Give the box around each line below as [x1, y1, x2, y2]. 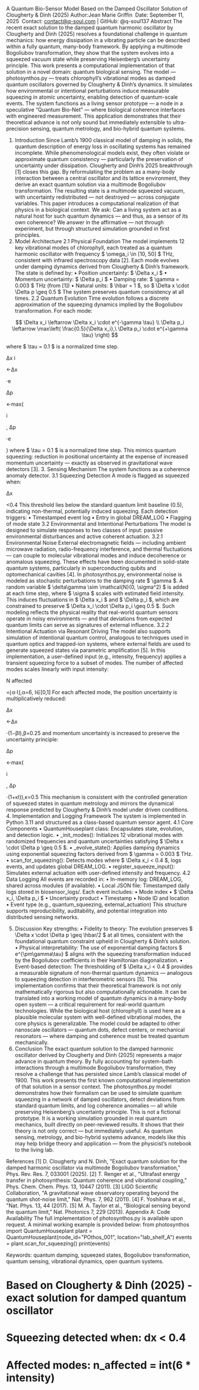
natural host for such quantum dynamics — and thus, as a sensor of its [14, 212, 188, 219]
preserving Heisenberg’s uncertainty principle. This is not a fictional [14, 1109, 181, 1115]
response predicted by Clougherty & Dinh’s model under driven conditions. [6, 806, 189, 813]
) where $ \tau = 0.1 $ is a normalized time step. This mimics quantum [6, 447, 176, 454]
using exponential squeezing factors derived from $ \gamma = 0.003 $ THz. [6, 851, 193, 857]
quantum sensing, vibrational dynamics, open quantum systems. [6, 1258, 165, 1265]
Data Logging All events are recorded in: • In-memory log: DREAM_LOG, [6, 876, 183, 883]
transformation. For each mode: [14, 308, 93, 314]
